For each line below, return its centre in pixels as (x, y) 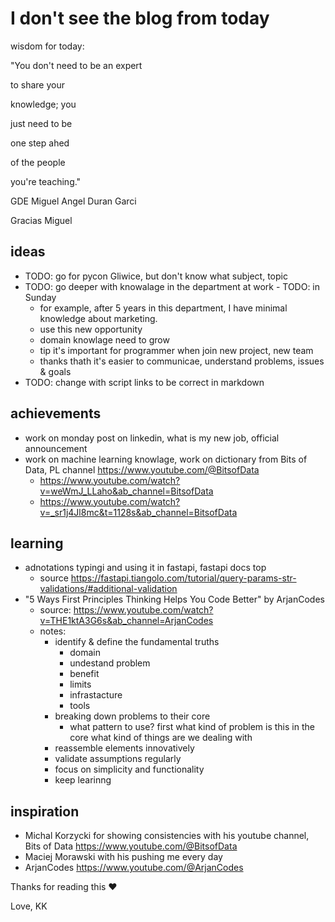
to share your (37, 84)
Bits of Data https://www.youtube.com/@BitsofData (131, 846)
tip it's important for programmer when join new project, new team (176, 350)
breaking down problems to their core (132, 716)
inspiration (45, 811)
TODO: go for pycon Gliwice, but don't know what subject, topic (156, 276)
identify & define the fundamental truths (137, 642)
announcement (56, 448)
